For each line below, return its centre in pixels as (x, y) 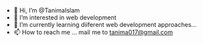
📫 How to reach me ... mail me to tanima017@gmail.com (93, 32)
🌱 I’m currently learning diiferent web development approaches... (105, 25)
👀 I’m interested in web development (65, 17)
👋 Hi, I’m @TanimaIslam (46, 10)
